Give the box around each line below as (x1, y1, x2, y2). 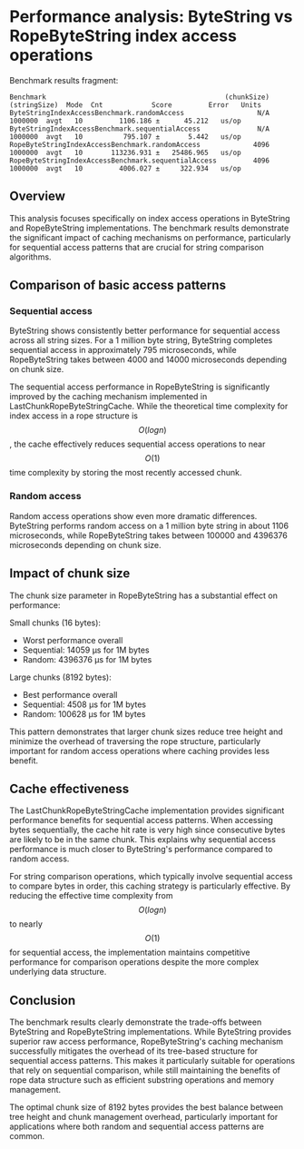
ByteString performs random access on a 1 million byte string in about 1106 (9, 520, 289, 531)
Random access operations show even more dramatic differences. (9, 510, 258, 521)
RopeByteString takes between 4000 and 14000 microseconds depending (9, 354, 288, 365)
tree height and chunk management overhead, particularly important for (9, 1112, 279, 1123)
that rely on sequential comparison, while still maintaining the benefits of (9, 1065, 281, 1076)
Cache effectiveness (9, 781, 130, 796)
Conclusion (9, 992, 76, 1008)
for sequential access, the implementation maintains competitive (9, 947, 251, 958)
